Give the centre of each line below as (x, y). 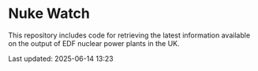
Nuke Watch (49, 14)
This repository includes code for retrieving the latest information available (129, 35)
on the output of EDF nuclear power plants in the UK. (94, 43)
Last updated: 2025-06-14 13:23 (61, 59)
